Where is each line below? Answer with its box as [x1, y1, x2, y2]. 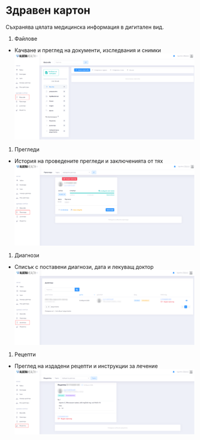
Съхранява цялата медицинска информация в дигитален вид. [5, 23, 164, 31]
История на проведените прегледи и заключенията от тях [14, 157, 163, 165]
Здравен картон [5, 4, 90, 17]
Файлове [14, 35, 38, 42]
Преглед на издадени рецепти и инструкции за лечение [14, 362, 158, 369]
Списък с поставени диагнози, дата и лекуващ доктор [14, 263, 154, 271]
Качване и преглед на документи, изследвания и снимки [14, 46, 161, 54]
